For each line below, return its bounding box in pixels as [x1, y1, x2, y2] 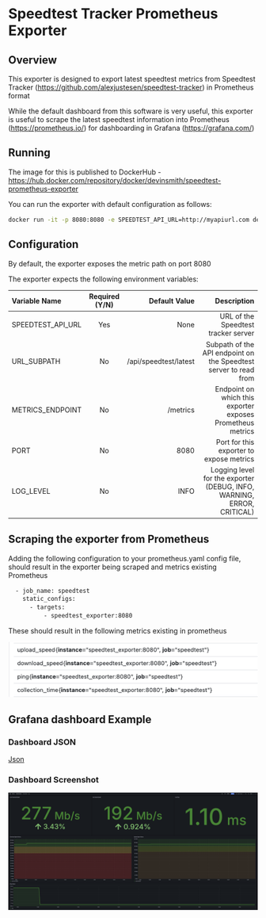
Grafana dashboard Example [8, 713, 152, 726]
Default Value [149, 296, 196, 305]
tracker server [208, 328, 255, 338]
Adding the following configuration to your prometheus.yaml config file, [8, 553, 241, 563]
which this [221, 392, 255, 402]
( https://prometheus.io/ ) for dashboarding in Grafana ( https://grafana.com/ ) [8, 124, 255, 132]
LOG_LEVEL [11, 486, 51, 495]
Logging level [211, 465, 255, 475]
